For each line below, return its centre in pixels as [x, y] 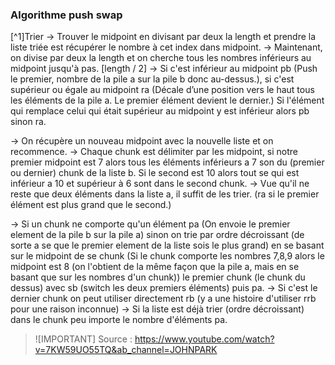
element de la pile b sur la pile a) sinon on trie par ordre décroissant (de [157, 235]
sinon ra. [28, 122]
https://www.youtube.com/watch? [204, 339]
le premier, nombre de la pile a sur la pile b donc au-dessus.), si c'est [152, 79]
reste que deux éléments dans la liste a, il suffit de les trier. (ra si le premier [165, 194]
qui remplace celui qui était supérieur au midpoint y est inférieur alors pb [160, 111]
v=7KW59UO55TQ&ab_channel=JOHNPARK [126, 350]
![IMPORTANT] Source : [83, 339]
